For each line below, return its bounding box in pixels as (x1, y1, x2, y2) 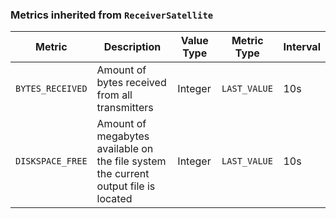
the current (96, 167, 150, 181)
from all (96, 88, 133, 102)
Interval (283, 40, 321, 54)
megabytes (96, 129, 150, 143)
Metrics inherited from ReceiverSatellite (10, 8, 214, 22)
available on (96, 142, 154, 156)
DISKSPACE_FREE (15, 156, 88, 167)
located (96, 192, 133, 206)
